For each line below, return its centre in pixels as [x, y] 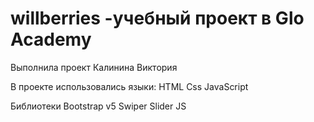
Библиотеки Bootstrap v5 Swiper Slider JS [98, 106]
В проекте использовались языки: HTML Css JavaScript [129, 86]
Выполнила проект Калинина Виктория [94, 67]
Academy [51, 39]
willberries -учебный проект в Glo [157, 18]
